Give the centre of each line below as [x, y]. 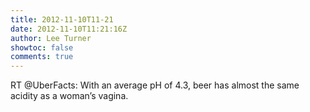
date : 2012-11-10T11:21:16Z [69, 29]
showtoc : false [42, 47]
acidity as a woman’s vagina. [69, 96]
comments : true [42, 57]
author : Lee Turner [51, 38]
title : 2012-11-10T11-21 [62, 19]
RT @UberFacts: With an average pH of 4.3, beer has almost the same [155, 85]
